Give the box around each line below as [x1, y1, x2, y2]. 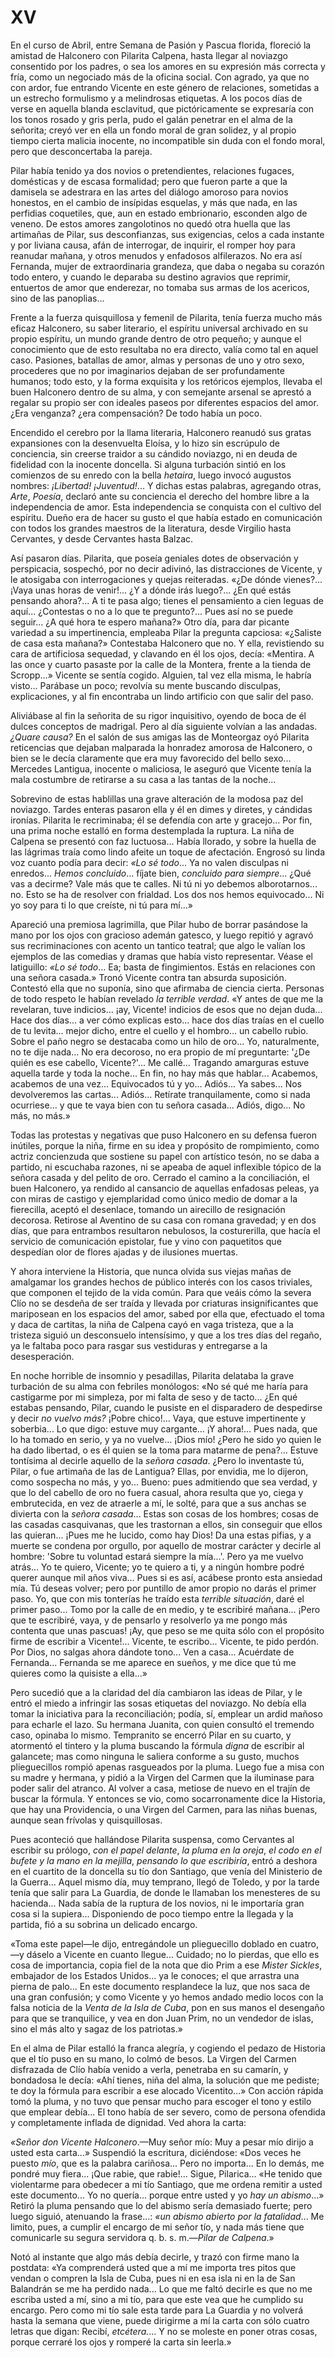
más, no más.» [10, 1109, 71, 1121]
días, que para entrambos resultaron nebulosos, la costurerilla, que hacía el [10, 1224, 321, 1236]
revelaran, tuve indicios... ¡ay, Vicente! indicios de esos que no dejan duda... [10, 1003, 323, 1015]
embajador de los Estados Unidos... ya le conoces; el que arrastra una [10, 1969, 300, 1981]
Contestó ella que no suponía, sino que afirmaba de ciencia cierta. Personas [10, 982, 325, 994]
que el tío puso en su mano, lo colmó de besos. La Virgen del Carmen [10, 2052, 297, 2065]
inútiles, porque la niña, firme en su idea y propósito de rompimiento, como [10, 1139, 320, 1151]
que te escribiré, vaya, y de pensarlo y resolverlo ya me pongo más [10, 1614, 288, 1626]
